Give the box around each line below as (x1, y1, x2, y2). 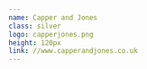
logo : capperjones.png (8, 30, 94, 39)
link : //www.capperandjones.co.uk (8, 47, 139, 56)
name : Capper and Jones (8, 13, 98, 22)
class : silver (8, 22, 62, 30)
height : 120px (8, 38, 62, 47)
